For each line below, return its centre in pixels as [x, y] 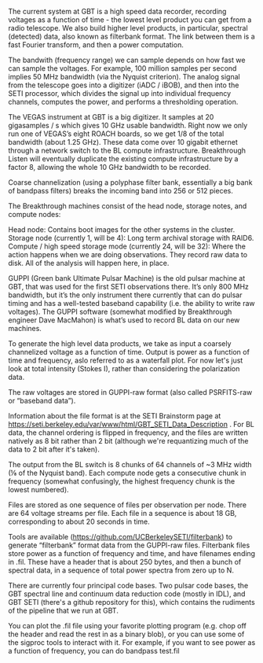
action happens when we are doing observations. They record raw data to [128, 254]
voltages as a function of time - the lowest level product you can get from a [130, 20]
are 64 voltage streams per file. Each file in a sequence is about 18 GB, [122, 513]
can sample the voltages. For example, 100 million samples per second [122, 68]
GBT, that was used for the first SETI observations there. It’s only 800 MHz [129, 287]
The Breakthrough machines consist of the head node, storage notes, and [128, 206]
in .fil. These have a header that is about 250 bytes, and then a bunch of [125, 562]
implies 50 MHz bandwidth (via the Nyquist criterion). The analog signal [124, 77]
